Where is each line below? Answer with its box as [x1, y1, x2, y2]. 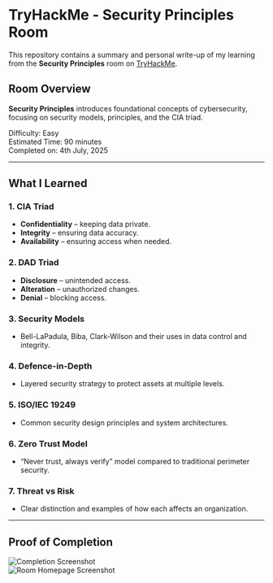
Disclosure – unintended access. [19, 275, 132, 285]
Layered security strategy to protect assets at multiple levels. [19, 379, 225, 389]
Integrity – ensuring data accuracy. [19, 228, 139, 237]
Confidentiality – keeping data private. [19, 220, 151, 229]
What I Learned [8, 176, 88, 190]
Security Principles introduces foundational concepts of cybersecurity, [8, 103, 248, 113]
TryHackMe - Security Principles [8, 6, 234, 24]
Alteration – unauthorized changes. [19, 284, 140, 294]
